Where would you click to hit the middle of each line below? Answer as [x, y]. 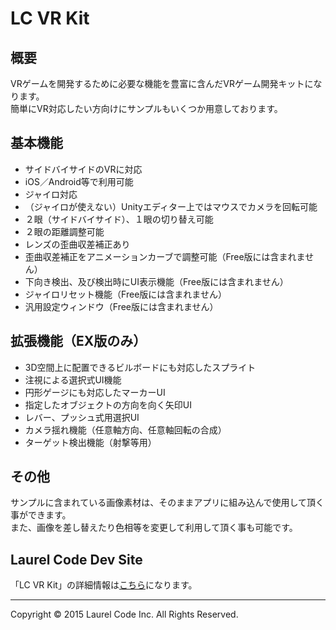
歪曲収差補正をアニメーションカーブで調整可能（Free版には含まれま [165, 256]
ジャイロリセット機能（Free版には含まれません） [125, 294]
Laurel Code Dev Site [76, 559]
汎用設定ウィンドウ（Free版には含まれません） [121, 306]
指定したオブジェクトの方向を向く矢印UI [108, 404]
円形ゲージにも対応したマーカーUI [95, 392]
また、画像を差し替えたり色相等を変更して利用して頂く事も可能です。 [154, 528]
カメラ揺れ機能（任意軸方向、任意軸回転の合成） [125, 429]
